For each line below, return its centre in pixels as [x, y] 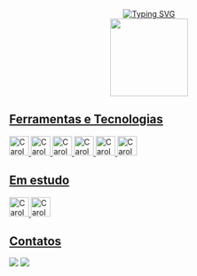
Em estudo [39, 181]
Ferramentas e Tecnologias [87, 119]
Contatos [35, 242]
